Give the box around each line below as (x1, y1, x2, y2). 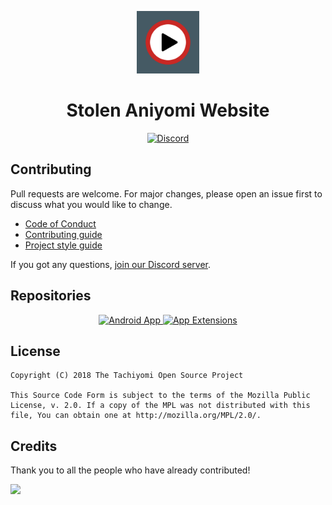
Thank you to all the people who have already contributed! (10, 464, 251, 476)
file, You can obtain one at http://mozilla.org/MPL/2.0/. (10, 411, 262, 421)
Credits (10, 437, 58, 455)
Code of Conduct (24, 217, 97, 230)
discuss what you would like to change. (10, 198, 173, 210)
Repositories (10, 287, 92, 305)
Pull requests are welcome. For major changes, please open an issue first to (10, 187, 323, 200)
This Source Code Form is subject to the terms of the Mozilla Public (10, 391, 311, 401)
